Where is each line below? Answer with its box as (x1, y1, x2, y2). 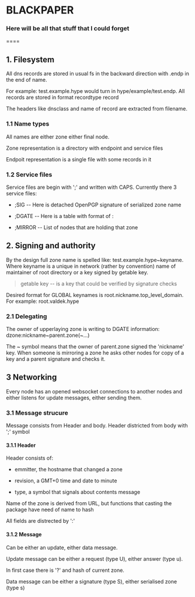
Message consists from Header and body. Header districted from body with (6, 422, 188, 429)
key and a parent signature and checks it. (6, 356, 106, 363)
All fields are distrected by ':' (6, 517, 75, 524)
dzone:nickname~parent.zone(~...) (6, 332, 90, 339)
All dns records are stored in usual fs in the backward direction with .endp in (6, 70, 190, 77)
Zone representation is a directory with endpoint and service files (6, 144, 163, 151)
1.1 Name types (6, 120, 50, 128)
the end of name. (6, 77, 48, 84)
